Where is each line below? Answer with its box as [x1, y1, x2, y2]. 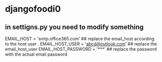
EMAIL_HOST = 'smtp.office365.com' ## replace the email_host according [5, 36, 155, 41]
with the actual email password [5, 51, 68, 57]
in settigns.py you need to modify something [5, 23, 144, 31]
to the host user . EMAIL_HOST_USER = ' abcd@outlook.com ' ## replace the [5, 41, 157, 47]
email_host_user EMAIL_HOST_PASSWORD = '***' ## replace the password [5, 46, 157, 52]
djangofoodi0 [5, 3, 61, 15]
